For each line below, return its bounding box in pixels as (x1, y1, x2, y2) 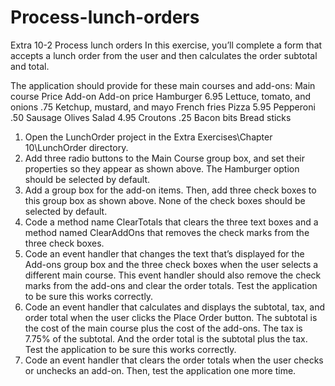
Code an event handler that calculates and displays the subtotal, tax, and (24, 301, 325, 313)
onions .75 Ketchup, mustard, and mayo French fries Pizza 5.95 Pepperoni (10, 101, 316, 113)
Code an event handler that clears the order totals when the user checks (24, 354, 324, 366)
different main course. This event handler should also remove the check (24, 269, 322, 281)
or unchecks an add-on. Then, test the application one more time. (24, 364, 297, 376)
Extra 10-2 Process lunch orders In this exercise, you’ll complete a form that (10, 39, 323, 51)
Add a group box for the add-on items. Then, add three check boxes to (24, 184, 317, 196)
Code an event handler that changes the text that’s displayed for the (24, 247, 305, 260)
